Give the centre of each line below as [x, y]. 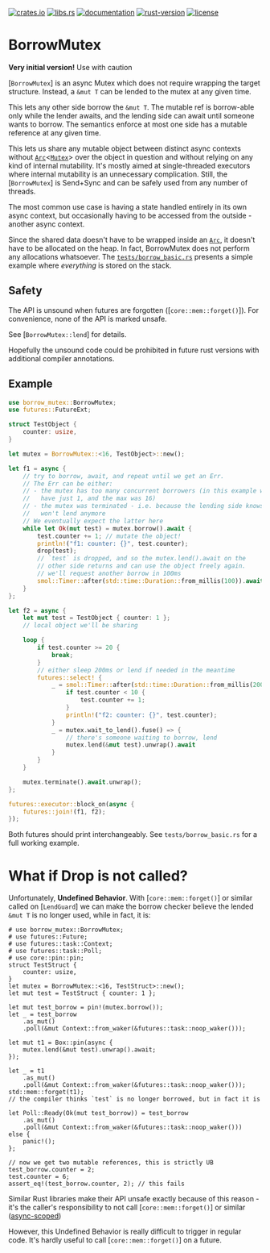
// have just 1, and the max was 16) [90, 499]
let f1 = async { [37, 468]
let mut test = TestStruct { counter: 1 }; [82, 993]
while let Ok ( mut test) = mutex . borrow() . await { [108, 528]
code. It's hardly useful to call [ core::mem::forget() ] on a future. [115, 1240]
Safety [25, 291]
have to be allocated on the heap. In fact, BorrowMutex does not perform [129, 248]
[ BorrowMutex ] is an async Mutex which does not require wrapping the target [135, 83]
